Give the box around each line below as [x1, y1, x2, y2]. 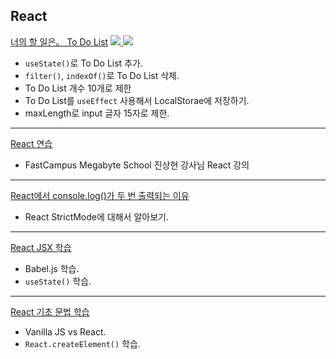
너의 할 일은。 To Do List [10, 35, 109, 48]
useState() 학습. [24, 275, 92, 287]
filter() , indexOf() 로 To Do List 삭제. [24, 69, 180, 81]
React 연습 [10, 137, 53, 149]
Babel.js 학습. [24, 262, 80, 274]
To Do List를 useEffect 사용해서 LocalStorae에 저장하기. [24, 94, 250, 106]
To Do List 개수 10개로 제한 [24, 82, 132, 94]
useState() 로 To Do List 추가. [24, 57, 143, 69]
